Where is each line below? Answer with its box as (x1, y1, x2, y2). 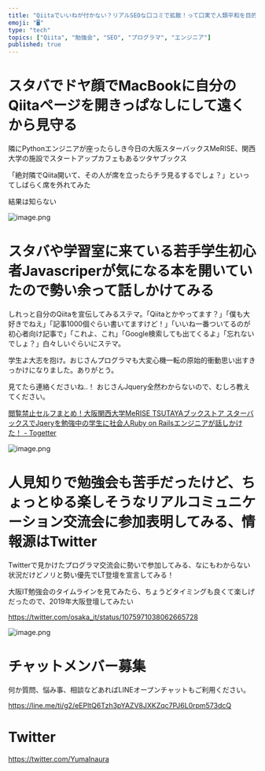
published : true (8, 41, 61, 49)
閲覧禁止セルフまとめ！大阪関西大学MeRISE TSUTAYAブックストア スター (8, 409, 248, 417)
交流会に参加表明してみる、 (62, 513, 242, 531)
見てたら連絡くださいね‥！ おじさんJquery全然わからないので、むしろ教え (8, 382, 250, 391)
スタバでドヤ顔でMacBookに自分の (8, 77, 237, 95)
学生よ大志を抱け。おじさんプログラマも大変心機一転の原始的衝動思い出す (8, 355, 249, 365)
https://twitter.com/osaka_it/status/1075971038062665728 (8, 612, 199, 622)
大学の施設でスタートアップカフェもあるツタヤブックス (8, 154, 187, 163)
